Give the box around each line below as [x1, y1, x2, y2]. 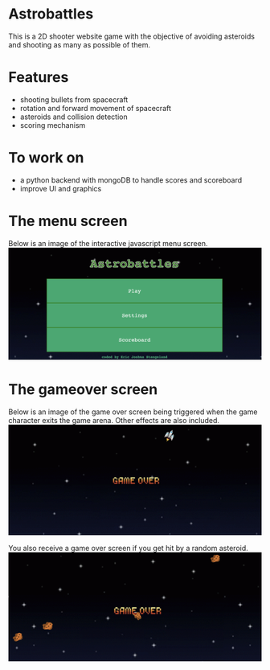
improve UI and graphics [19, 183, 102, 193]
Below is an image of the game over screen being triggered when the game [8, 407, 258, 417]
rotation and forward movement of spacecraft [19, 103, 171, 113]
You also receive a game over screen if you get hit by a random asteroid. [8, 544, 249, 553]
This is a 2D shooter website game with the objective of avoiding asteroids [8, 31, 256, 41]
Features [8, 68, 69, 87]
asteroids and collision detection [19, 112, 128, 121]
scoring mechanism [19, 120, 86, 129]
